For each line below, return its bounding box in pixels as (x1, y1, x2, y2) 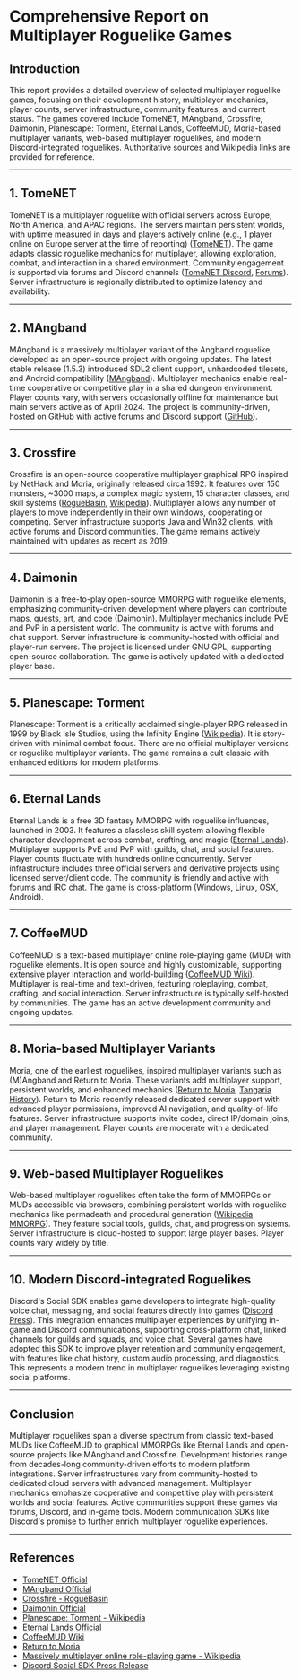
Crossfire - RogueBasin (21, 1593, 109, 1604)
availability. (9, 285, 51, 297)
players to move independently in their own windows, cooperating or (9, 507, 262, 518)
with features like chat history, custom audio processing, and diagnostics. (9, 1353, 281, 1364)
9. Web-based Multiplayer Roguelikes (9, 1166, 224, 1181)
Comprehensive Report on (9, 6, 209, 27)
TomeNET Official (21, 1574, 88, 1585)
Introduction (9, 61, 81, 76)
